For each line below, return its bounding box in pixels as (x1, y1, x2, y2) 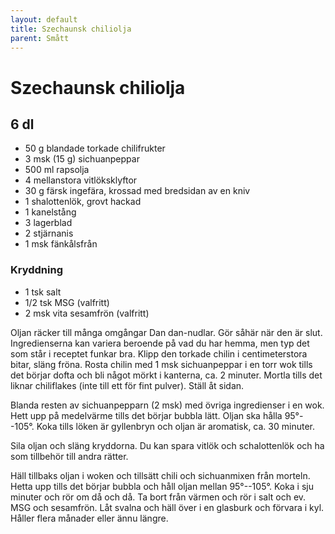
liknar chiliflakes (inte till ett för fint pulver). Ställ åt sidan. (10, 379, 245, 391)
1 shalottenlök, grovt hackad (24, 196, 142, 208)
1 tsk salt (24, 286, 62, 298)
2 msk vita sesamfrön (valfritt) (24, 307, 150, 319)
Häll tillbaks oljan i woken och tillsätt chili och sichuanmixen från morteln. (10, 469, 311, 481)
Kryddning (10, 263, 64, 277)
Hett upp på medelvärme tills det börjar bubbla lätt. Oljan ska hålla (10, 409, 283, 421)
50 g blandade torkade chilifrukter (24, 142, 166, 155)
